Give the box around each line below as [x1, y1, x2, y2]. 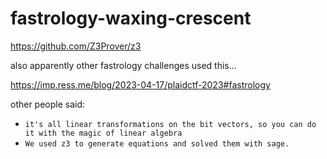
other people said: [10, 98, 86, 110]
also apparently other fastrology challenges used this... [10, 59, 237, 71]
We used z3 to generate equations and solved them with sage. [24, 138, 290, 149]
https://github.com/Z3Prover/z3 [10, 40, 142, 52]
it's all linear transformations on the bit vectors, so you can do [24, 119, 317, 129]
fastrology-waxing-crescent [10, 7, 252, 30]
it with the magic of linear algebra [24, 128, 183, 138]
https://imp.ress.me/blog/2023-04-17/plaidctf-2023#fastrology [10, 78, 271, 91]
